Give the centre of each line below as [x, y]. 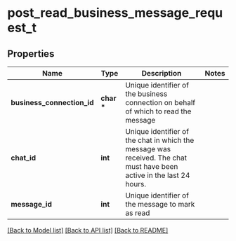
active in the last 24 [158, 175]
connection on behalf [160, 103]
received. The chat [156, 158]
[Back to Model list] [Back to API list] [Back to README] [88, 230]
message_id [32, 204]
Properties [31, 54]
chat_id [24, 158]
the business [146, 94]
